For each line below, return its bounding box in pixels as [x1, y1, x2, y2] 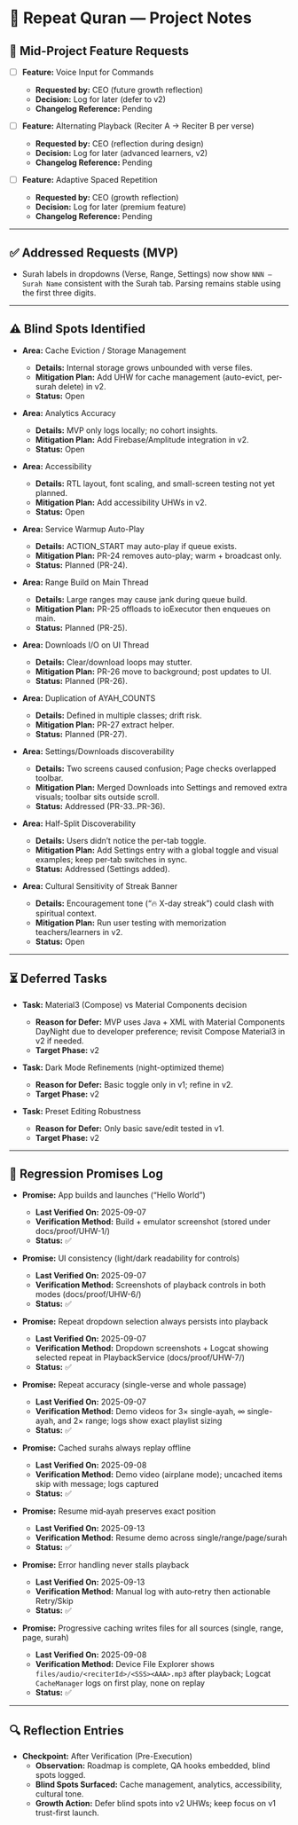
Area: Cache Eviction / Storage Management [21, 345, 186, 356]
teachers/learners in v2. [35, 926, 123, 937]
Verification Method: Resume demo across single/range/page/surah [35, 1532, 288, 1543]
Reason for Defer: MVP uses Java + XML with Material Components [35, 1016, 286, 1027]
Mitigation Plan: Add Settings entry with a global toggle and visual [35, 845, 279, 855]
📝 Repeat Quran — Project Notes [9, 8, 253, 28]
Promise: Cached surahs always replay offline [21, 1443, 192, 1453]
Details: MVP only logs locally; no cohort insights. [35, 425, 218, 436]
